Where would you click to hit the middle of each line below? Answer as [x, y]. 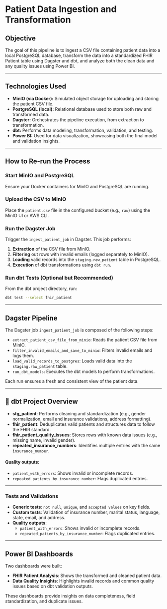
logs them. [23, 356]
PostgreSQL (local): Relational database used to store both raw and [82, 109]
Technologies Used [36, 87]
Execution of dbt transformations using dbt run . [62, 265]
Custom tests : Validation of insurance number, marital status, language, [86, 512]
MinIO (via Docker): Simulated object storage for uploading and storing [85, 98]
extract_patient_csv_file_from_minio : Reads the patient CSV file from [85, 340]
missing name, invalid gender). [44, 440]
